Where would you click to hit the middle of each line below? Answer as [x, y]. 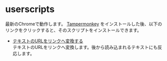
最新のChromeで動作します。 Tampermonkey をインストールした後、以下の [84, 24]
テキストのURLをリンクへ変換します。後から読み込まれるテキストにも [85, 47]
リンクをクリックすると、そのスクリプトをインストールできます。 [73, 30]
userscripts [30, 9]
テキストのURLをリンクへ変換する [48, 41]
